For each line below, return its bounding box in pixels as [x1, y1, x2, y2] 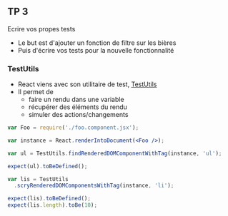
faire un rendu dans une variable [28, 96, 124, 104]
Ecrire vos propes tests [7, 24, 76, 33]
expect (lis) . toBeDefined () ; [7, 195, 91, 202]
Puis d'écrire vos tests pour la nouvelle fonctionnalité [17, 46, 174, 54]
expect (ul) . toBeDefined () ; [7, 163, 88, 170]
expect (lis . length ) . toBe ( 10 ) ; [7, 202, 98, 209]
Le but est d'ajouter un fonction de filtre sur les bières [17, 38, 177, 47]
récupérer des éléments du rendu [28, 103, 127, 111]
